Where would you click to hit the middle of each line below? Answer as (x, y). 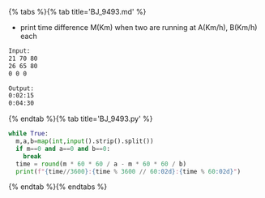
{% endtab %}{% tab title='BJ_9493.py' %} (81, 119)
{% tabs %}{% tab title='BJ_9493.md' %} (77, 12)
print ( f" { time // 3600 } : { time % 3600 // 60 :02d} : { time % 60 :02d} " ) (128, 171)
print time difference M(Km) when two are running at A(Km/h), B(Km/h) (139, 27)
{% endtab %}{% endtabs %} (58, 187)
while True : (28, 134)
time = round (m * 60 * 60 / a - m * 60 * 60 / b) (101, 164)
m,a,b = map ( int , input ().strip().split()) (85, 141)
